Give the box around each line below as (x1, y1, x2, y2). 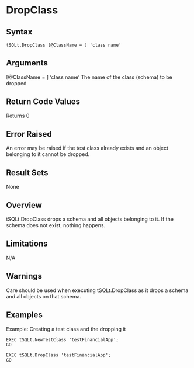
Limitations (6, 239, 48, 249)
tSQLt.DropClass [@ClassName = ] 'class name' (6, 42, 122, 48)
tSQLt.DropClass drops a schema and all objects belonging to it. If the (6, 216, 174, 223)
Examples (6, 310, 43, 320)
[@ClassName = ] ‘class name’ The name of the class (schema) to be (6, 74, 172, 81)
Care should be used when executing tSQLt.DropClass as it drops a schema (6, 287, 189, 294)
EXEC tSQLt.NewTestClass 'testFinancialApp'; (6, 336, 119, 342)
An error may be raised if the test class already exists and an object (6, 144, 168, 152)
